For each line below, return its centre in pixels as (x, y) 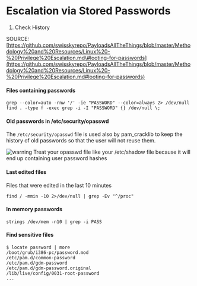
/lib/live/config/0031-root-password (53, 273)
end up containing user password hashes (57, 158)
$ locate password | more (38, 247)
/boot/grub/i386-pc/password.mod (47, 252)
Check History (32, 27)
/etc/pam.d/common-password (41, 258)
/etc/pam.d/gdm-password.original (49, 268)
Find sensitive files (30, 235)
